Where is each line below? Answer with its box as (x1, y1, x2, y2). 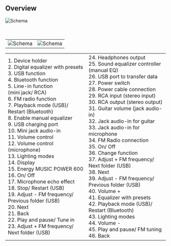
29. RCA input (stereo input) (88, 92, 156, 99)
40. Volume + (88, 187, 121, 195)
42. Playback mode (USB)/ (88, 200, 153, 207)
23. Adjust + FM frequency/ (8, 223, 74, 230)
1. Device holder (8, 57, 47, 64)
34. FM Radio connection (88, 136, 149, 144)
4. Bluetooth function (8, 76, 59, 83)
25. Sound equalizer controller (88, 60, 161, 67)
